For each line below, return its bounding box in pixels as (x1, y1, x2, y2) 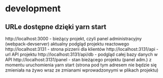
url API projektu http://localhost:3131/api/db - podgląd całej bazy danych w (5, 51, 158, 57)
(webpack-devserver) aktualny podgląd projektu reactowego (5, 41, 130, 47)
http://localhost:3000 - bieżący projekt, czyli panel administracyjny (5, 36, 142, 41)
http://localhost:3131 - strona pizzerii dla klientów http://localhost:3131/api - (5, 46, 159, 52)
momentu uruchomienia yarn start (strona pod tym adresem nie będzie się (5, 62, 157, 68)
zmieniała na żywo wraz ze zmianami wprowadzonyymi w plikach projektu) (5, 67, 159, 73)
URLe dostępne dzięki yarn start (5, 23, 107, 31)
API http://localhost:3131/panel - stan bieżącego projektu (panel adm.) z (5, 57, 152, 62)
